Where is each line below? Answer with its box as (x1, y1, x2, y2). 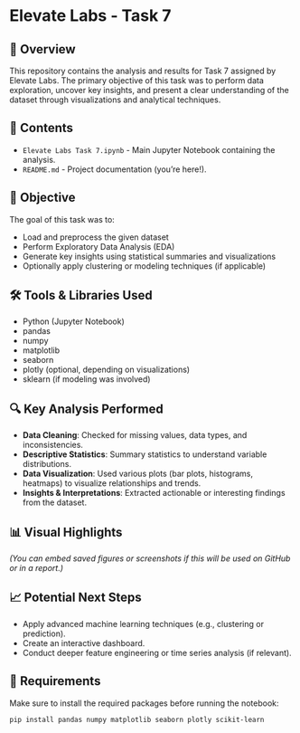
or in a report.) (9, 563, 64, 574)
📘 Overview (9, 42, 76, 57)
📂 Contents (9, 120, 74, 136)
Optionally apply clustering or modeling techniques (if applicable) (22, 260, 267, 271)
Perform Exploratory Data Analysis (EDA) (22, 241, 175, 252)
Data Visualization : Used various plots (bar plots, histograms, (22, 468, 253, 480)
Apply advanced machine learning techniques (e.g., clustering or (22, 618, 265, 629)
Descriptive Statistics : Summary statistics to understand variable (22, 449, 267, 460)
